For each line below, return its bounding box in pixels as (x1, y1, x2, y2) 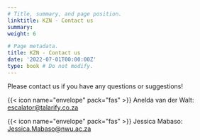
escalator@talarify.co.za (7, 103, 79, 112)
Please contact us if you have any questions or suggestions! (7, 82, 183, 91)
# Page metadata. (7, 43, 59, 50)
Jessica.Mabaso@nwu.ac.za (7, 124, 91, 133)
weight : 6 (7, 30, 37, 37)
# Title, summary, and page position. (7, 10, 122, 18)
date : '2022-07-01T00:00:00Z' (7, 56, 97, 64)
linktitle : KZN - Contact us (7, 17, 94, 24)
